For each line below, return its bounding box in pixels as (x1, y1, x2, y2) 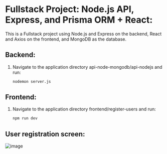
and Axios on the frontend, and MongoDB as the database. (5, 36, 127, 42)
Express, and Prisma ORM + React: (5, 14, 153, 26)
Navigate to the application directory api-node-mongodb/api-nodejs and (12, 64, 162, 70)
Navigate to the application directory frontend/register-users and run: (12, 106, 156, 112)
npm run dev (12, 116, 38, 121)
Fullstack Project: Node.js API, (5, 4, 134, 15)
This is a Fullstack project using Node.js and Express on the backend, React (5, 31, 162, 37)
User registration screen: (5, 129, 85, 138)
